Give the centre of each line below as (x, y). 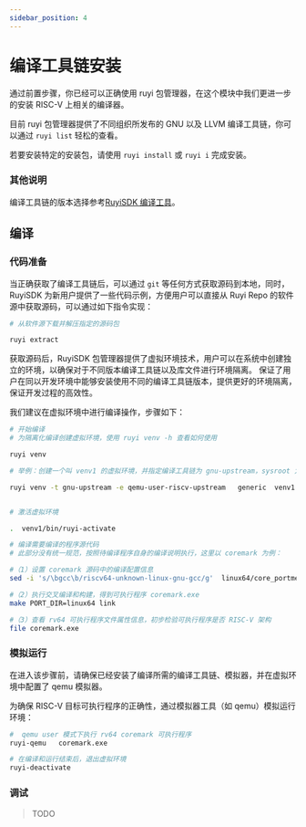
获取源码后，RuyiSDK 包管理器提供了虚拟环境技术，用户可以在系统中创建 (147, 359)
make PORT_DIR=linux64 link (63, 603)
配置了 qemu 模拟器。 (66, 686)
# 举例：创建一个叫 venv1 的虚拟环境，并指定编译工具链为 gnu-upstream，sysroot (150, 471)
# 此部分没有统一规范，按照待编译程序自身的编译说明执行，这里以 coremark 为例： (146, 553)
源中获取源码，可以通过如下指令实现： (81, 306)
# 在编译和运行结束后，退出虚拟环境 (68, 759)
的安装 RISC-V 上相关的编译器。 (69, 104)
